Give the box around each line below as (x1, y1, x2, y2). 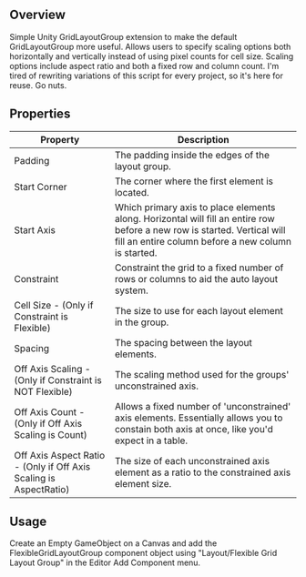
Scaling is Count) (14, 428, 88, 440)
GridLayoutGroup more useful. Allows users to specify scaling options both (9, 41, 291, 52)
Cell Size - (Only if (14, 299, 94, 311)
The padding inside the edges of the (114, 148, 270, 161)
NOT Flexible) (14, 385, 73, 398)
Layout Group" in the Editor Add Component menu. (9, 557, 201, 568)
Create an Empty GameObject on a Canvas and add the (9, 538, 218, 549)
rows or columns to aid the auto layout (114, 272, 279, 285)
